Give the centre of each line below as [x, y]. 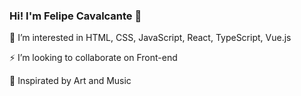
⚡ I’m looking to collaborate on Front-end [93, 58]
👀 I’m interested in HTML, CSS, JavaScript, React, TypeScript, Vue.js [150, 38]
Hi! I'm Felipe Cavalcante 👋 [75, 16]
